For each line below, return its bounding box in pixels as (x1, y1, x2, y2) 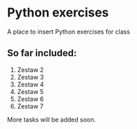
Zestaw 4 (17, 80, 45, 89)
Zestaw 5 (17, 87, 44, 95)
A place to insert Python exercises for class (7, 27, 131, 36)
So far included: (7, 47, 77, 59)
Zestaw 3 (17, 73, 44, 81)
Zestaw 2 (17, 65, 44, 73)
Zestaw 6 (17, 95, 44, 103)
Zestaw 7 (17, 102, 43, 110)
